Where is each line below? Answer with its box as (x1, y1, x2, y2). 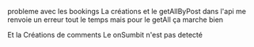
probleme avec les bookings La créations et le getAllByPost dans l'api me (7, 7, 247, 16)
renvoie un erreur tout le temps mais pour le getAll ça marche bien (7, 15, 223, 24)
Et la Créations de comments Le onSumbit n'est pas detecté (7, 31, 203, 39)
